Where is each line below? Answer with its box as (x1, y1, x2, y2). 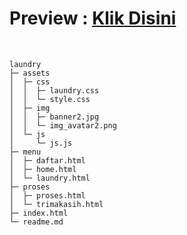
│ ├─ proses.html (9, 190, 86, 201)
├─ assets (9, 68, 51, 78)
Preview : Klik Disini (9, 7, 177, 30)
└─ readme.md (9, 217, 64, 227)
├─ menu (9, 147, 42, 157)
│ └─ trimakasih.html (9, 199, 104, 209)
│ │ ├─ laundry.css (9, 85, 100, 96)
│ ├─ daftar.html (9, 155, 86, 166)
